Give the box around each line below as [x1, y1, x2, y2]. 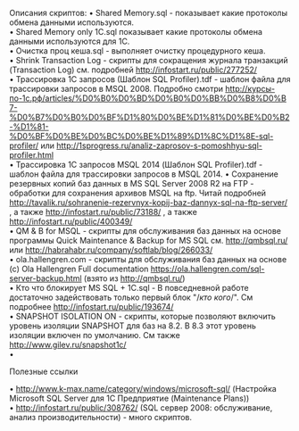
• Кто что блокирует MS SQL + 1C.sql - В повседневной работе [9, 283, 249, 293]
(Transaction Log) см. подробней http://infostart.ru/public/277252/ [9, 64, 257, 75]
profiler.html [9, 150, 54, 160]
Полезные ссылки [9, 366, 79, 377]
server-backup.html [9, 273, 82, 284]
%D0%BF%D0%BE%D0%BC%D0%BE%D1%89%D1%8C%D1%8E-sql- [9, 131, 274, 141]
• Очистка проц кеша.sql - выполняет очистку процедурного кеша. [9, 46, 266, 56]
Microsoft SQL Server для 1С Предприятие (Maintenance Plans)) [9, 393, 250, 403]
